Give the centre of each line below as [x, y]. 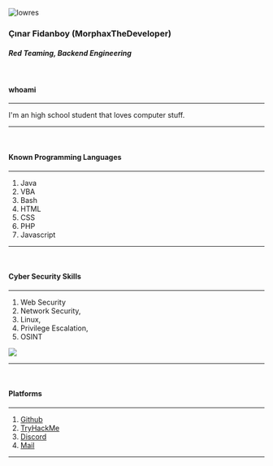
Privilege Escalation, [54, 328]
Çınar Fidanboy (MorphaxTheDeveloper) [90, 33]
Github [31, 419]
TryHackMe [40, 428]
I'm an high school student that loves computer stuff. [97, 115]
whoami [22, 89]
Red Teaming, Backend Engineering [70, 53]
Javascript [38, 235]
